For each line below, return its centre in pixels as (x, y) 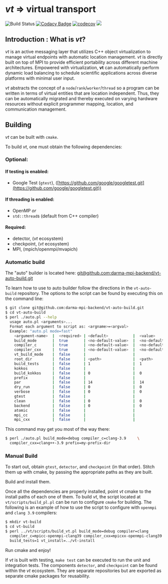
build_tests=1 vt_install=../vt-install (52, 540)
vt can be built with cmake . (32, 137)
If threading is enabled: (30, 199)
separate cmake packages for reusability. (48, 576)
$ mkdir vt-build (23, 522)
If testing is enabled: (27, 172)
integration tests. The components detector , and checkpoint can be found (81, 565)
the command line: (24, 299)
